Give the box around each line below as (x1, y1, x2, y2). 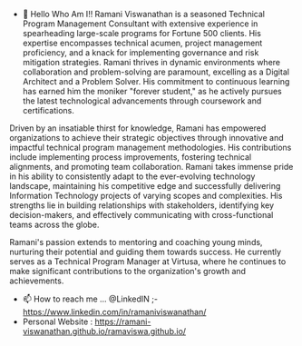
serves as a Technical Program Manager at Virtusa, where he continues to (9, 256, 287, 267)
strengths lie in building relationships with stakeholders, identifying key (9, 200, 275, 211)
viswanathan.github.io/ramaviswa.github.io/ (22, 326, 187, 336)
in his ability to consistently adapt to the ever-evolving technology (9, 171, 256, 182)
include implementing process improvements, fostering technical (9, 152, 252, 163)
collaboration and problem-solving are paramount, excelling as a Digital (22, 66, 290, 77)
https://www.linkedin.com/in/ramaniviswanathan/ (22, 307, 207, 317)
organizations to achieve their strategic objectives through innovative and (9, 133, 284, 143)
